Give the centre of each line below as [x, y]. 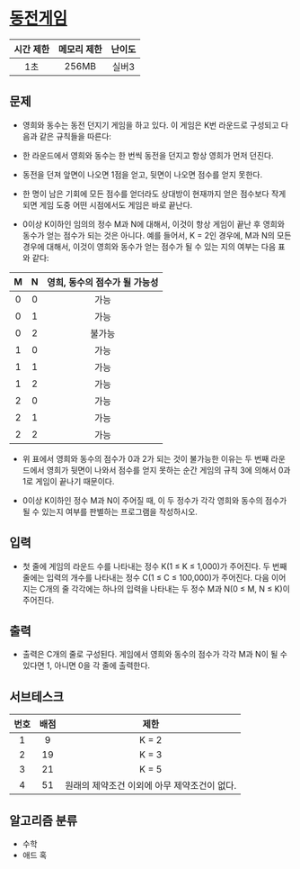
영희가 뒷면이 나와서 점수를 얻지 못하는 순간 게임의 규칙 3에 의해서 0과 [168, 470]
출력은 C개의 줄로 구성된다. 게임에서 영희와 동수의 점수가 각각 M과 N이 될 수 [154, 655]
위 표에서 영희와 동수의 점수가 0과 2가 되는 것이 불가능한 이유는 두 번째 [146, 458]
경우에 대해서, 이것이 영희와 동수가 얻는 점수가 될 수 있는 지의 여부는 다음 [149, 246]
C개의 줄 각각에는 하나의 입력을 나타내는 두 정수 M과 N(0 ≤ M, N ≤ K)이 [164, 588]
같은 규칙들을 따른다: [75, 136]
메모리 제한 [80, 49]
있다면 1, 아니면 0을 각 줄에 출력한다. [86, 665]
